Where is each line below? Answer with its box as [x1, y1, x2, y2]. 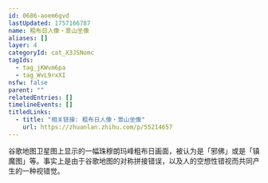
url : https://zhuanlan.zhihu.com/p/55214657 [22, 123, 173, 131]
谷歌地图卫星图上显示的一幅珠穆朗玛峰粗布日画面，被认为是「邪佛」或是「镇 [8, 145, 260, 156]
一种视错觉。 [22, 165, 65, 176]
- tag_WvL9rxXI [15, 71, 66, 79]
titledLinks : [8, 109, 52, 117]
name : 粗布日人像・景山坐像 [8, 26, 89, 34]
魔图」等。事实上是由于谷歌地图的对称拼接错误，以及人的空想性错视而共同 [8, 156, 253, 165]
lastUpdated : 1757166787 [8, 19, 91, 27]
